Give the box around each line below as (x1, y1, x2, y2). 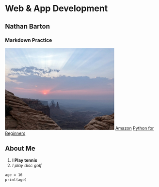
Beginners (5, 130, 26, 136)
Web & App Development (5, 3, 108, 14)
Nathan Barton (5, 22, 50, 31)
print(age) (5, 177, 27, 182)
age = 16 (5, 172, 23, 177)
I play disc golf (12, 162, 42, 168)
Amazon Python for (115, 125, 154, 131)
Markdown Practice (5, 37, 52, 44)
